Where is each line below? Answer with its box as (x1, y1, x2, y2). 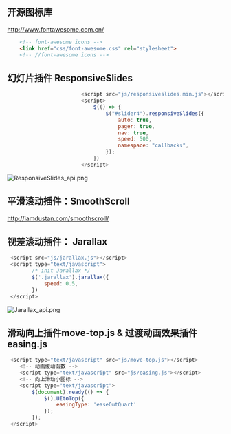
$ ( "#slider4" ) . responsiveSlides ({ (105, 110, 205, 117)
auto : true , (118, 116, 153, 123)
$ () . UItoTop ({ (43, 395, 85, 402)
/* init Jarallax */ (32, 267, 91, 274)
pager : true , (118, 123, 155, 130)
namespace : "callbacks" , (118, 142, 189, 149)
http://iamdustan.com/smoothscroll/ (7, 214, 109, 223)
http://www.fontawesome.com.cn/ (7, 25, 104, 33)
